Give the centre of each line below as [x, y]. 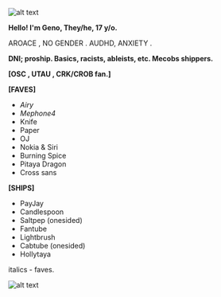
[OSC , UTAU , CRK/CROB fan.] [60, 74]
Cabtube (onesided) [52, 246]
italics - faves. [31, 270]
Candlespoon [42, 212]
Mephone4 [38, 113]
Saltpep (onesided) [51, 220]
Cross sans [38, 172]
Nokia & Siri [39, 147]
